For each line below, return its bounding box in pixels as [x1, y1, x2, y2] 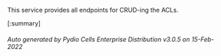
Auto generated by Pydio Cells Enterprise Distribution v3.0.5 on [7, 35, 191, 44]
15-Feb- [191, 35, 215, 44]
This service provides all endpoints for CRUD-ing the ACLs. [7, 6, 179, 14]
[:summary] [7, 19, 41, 27]
